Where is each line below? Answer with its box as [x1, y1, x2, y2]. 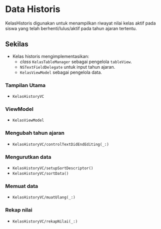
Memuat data [5, 182, 38, 189]
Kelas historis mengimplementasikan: [12, 53, 89, 59]
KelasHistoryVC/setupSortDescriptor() [12, 165, 93, 171]
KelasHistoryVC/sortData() [12, 171, 69, 176]
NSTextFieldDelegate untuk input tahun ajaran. [19, 64, 115, 70]
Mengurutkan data [5, 153, 51, 160]
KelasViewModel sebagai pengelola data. [19, 69, 102, 75]
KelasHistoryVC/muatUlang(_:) [12, 195, 76, 200]
